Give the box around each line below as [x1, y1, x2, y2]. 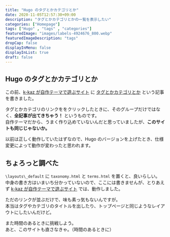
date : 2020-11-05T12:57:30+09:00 [5, 12, 76, 17]
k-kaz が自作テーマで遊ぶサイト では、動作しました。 [11, 186, 123, 192]
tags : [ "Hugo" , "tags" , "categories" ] [5, 26, 92, 31]
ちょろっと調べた [5, 158, 59, 167]
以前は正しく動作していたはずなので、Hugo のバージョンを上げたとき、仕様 [5, 136, 164, 142]
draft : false [5, 54, 33, 60]
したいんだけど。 [18, 209, 54, 215]
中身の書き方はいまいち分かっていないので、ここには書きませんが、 [5, 180, 147, 185]
